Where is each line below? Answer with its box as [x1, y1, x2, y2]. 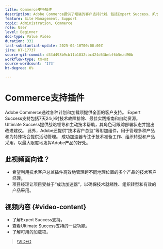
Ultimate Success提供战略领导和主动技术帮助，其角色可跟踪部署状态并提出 [5, 121, 155, 127]
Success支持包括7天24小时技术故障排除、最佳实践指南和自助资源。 [5, 115, 141, 121]
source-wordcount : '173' [5, 61, 55, 66]
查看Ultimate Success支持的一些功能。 [12, 223, 90, 229]
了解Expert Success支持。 [12, 216, 65, 222]
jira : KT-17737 [5, 48, 36, 52]
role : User [5, 25, 27, 30]
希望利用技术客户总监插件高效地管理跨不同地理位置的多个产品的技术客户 [12, 169, 157, 175]
